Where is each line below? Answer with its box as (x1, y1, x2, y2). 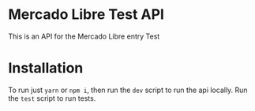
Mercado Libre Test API (8, 6, 164, 24)
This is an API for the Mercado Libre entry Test (8, 31, 160, 41)
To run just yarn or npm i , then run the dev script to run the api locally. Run (8, 85, 248, 94)
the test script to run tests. (8, 93, 96, 103)
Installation (8, 59, 84, 77)
